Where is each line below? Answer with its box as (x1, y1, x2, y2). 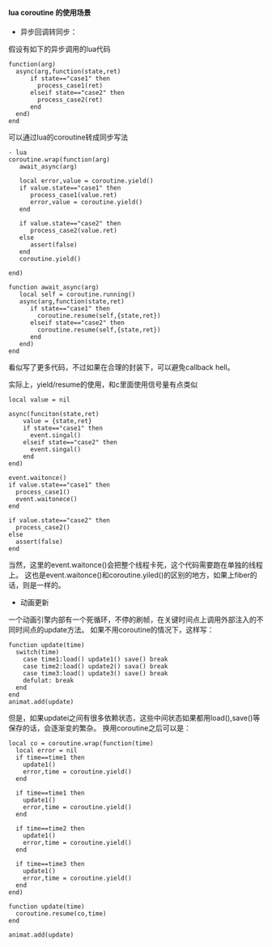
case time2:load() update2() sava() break (23, 662, 168, 671)
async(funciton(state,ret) (8, 410, 100, 418)
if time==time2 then (15, 825, 85, 833)
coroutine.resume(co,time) (15, 910, 107, 918)
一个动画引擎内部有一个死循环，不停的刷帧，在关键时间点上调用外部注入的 (8, 615, 257, 624)
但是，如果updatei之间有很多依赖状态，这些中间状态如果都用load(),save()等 (8, 713, 261, 723)
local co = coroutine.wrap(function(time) (8, 739, 154, 748)
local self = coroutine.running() (19, 290, 136, 299)
